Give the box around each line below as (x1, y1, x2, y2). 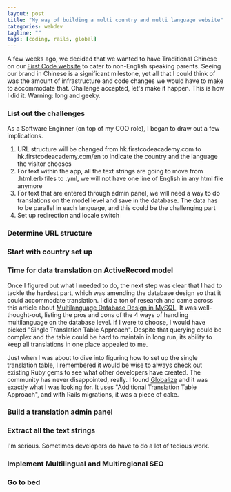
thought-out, (7, 310, 43, 319)
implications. (7, 132, 43, 140)
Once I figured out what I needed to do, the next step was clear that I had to (7, 281, 223, 290)
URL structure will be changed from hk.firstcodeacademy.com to (17, 145, 201, 153)
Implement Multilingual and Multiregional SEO (7, 459, 164, 469)
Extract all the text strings (7, 426, 95, 435)
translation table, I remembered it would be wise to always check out (7, 361, 203, 369)
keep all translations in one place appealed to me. (7, 340, 148, 348)
